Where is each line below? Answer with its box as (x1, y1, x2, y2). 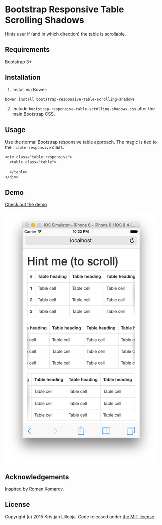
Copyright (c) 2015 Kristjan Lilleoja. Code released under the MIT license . (5, 513, 156, 520)
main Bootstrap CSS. (12, 111, 55, 117)
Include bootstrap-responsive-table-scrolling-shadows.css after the (12, 105, 155, 111)
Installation (5, 73, 41, 82)
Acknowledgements (5, 473, 69, 481)
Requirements (5, 45, 50, 54)
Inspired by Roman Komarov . (5, 486, 64, 492)
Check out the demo (5, 202, 47, 208)
